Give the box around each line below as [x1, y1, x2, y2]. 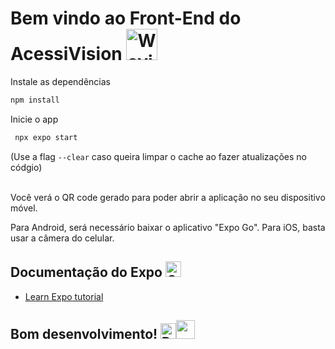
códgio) [10, 161, 43, 173]
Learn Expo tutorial [24, 290, 104, 302]
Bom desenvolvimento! [10, 325, 158, 342]
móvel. [10, 202, 38, 214]
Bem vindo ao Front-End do [10, 7, 242, 30]
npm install [10, 95, 60, 105]
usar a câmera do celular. [10, 232, 115, 244]
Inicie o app [10, 113, 59, 125]
